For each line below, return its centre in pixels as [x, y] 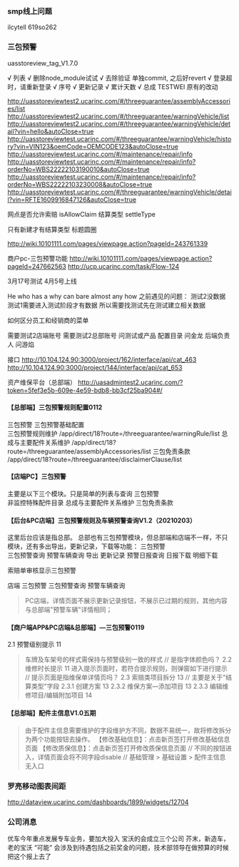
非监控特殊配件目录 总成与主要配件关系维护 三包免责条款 [90, 503]
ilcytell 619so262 [32, 27]
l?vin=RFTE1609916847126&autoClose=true [72, 199]
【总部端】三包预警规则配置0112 [55, 407]
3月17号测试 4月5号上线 [42, 281]
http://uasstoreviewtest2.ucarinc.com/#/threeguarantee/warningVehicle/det [119, 123]
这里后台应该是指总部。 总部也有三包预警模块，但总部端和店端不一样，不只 [118, 538]
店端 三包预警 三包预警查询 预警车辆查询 [66, 585]
